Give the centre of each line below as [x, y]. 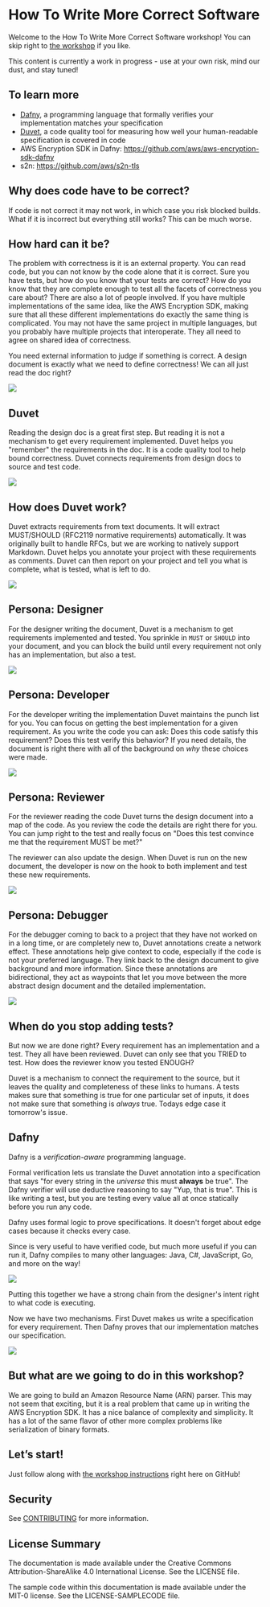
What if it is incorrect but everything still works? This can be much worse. [130, 219]
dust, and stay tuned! [43, 69]
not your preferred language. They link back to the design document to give [134, 960]
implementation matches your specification [91, 123]
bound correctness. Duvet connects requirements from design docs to [125, 458]
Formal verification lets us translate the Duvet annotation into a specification [135, 1172]
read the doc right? [40, 373]
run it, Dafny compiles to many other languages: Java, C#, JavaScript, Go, [131, 1255]
